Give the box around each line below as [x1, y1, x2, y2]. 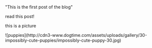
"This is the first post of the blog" [5, 4, 73, 10]
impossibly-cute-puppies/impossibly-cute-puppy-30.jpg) [5, 37, 121, 43]
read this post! [5, 14, 35, 19]
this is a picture [5, 23, 37, 29]
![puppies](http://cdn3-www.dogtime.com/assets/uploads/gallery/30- [5, 32, 147, 38]
